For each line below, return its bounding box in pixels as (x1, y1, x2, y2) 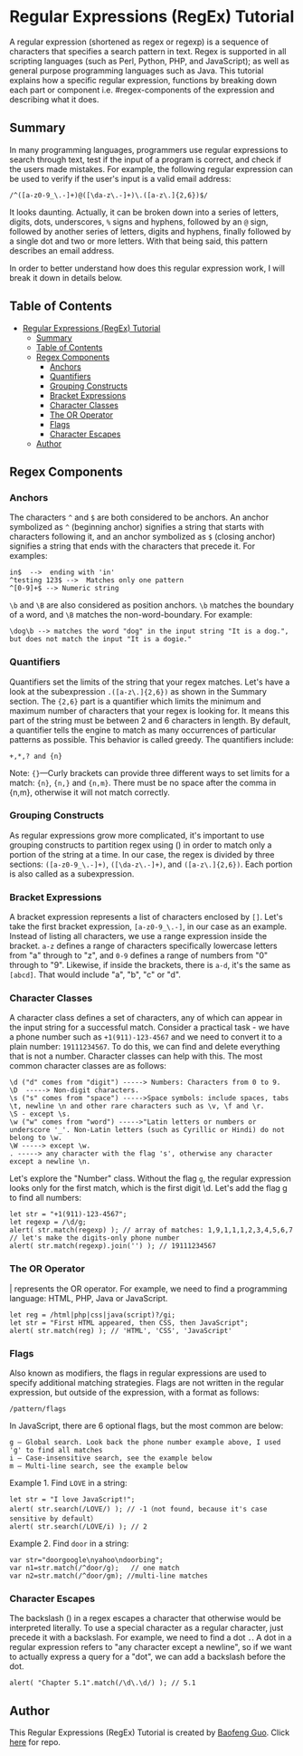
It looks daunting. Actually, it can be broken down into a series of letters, (9, 206, 279, 217)
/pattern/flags (9, 1405, 67, 1414)
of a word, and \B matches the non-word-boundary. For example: (9, 609, 253, 620)
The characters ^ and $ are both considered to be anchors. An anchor (9, 512, 270, 523)
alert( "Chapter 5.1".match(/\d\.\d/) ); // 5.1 (9, 1678, 196, 1688)
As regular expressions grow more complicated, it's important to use (9, 830, 265, 840)
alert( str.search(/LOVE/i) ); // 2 (9, 1522, 147, 1531)
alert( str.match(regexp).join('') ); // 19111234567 (9, 1242, 217, 1251)
